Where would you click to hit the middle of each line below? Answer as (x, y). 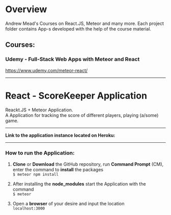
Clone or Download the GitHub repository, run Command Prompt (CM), (88, 164)
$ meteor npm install (35, 174)
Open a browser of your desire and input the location (68, 203)
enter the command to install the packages (58, 169)
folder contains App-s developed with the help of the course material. (78, 28)
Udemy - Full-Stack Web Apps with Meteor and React (73, 59)
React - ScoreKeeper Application (76, 96)
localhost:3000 (29, 208)
